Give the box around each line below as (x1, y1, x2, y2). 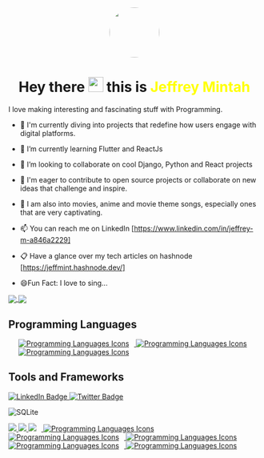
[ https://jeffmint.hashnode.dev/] (19, 263, 126, 272)
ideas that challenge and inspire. (19, 183, 128, 193)
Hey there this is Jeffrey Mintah (18, 78, 250, 96)
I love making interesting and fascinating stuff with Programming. (8, 104, 223, 114)
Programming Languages (8, 317, 138, 331)
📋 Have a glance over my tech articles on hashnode (19, 251, 194, 260)
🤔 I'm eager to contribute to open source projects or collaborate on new (19, 175, 257, 184)
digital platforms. (19, 128, 76, 138)
